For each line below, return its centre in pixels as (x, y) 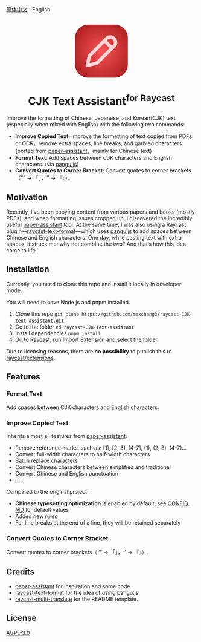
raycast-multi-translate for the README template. (77, 599)
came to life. (22, 251)
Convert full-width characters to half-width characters (82, 454)
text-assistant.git (40, 321)
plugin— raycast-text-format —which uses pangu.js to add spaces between (99, 231)
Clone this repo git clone (47, 313)
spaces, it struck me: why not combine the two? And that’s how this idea (96, 244)
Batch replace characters (46, 460)
